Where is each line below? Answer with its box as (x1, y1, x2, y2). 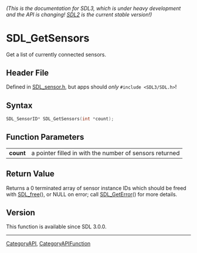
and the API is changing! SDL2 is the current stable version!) (6, 11, 152, 18)
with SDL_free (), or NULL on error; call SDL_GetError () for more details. (6, 191, 178, 198)
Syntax (6, 100, 33, 110)
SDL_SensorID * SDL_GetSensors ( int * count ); (6, 116, 114, 122)
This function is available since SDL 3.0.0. (6, 223, 107, 230)
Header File (6, 68, 49, 77)
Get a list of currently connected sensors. (6, 50, 107, 58)
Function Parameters (6, 132, 84, 142)
